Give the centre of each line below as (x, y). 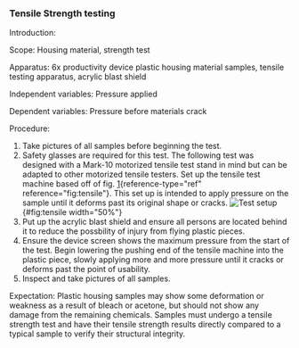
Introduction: (32, 33)
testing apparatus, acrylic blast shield (78, 77)
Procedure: (30, 128)
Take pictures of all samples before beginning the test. (122, 146)
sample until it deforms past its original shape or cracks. (125, 203)
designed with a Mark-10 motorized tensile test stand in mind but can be (154, 165)
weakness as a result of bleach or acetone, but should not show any (134, 305)
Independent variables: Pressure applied (83, 94)
